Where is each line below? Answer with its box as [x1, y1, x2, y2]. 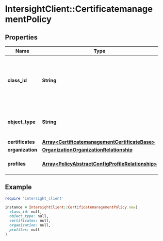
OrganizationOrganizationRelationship [42, 147, 132, 153]
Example [5, 183, 32, 191]
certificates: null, [9, 218, 51, 223]
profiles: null [9, 227, 40, 232]
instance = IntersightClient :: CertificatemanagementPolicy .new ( [5, 204, 138, 210]
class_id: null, [9, 209, 42, 214]
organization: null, [9, 223, 51, 228]
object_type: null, [9, 214, 49, 219]
